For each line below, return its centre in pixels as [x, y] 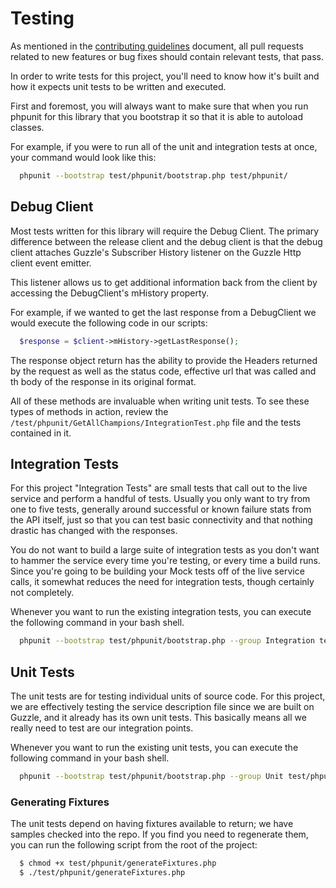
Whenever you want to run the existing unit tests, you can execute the [154, 747]
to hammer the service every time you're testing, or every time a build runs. [165, 561]
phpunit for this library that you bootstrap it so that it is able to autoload [156, 116]
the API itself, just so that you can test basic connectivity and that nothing [161, 520]
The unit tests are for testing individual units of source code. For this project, [168, 696]
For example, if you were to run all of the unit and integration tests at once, [164, 146]
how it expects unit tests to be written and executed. [118, 86]
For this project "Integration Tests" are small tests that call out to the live [159, 488]
